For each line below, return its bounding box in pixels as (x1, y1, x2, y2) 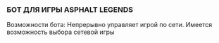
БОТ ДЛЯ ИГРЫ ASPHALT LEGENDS (6, 5, 134, 15)
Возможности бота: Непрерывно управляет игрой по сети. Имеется (6, 21, 213, 29)
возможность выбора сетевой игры (6, 28, 115, 36)
